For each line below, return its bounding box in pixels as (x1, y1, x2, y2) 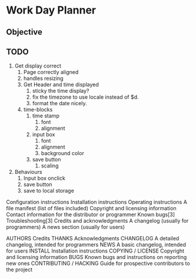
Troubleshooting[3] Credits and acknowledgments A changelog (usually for (6, 217, 189, 224)
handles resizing (23, 75, 64, 82)
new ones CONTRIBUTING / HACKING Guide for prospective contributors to (6, 260, 190, 267)
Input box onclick (23, 174, 66, 182)
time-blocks (23, 106, 53, 113)
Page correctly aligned (23, 69, 79, 76)
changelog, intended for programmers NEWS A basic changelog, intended (6, 241, 187, 248)
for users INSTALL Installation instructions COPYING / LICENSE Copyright (6, 247, 184, 254)
